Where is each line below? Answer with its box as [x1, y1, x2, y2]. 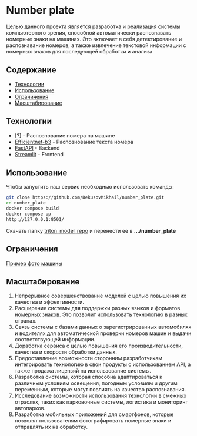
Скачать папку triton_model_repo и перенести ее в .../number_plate [6, 227, 176, 234]
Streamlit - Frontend [14, 150, 64, 157]
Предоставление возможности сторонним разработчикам [14, 355, 163, 362]
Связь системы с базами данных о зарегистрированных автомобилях [14, 324, 192, 331]
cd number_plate [6, 200, 46, 206]
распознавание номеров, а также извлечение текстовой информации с [6, 42, 186, 49]
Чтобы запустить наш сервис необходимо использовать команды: [6, 183, 175, 190]
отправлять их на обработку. [14, 424, 88, 431]
